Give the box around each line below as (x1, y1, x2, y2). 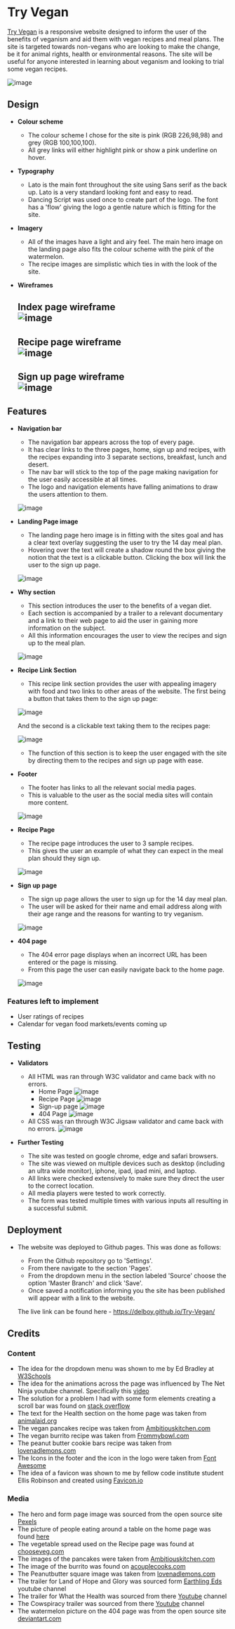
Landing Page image (17, 517, 79, 525)
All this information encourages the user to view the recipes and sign (27, 631, 227, 639)
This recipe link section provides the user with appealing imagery (27, 679, 217, 688)
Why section (17, 587, 56, 596)
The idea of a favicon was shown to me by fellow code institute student (17, 1469, 224, 1477)
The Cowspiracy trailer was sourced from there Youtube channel (17, 1599, 205, 1607)
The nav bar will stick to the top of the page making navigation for (27, 467, 219, 476)
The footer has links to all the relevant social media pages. (27, 783, 196, 791)
